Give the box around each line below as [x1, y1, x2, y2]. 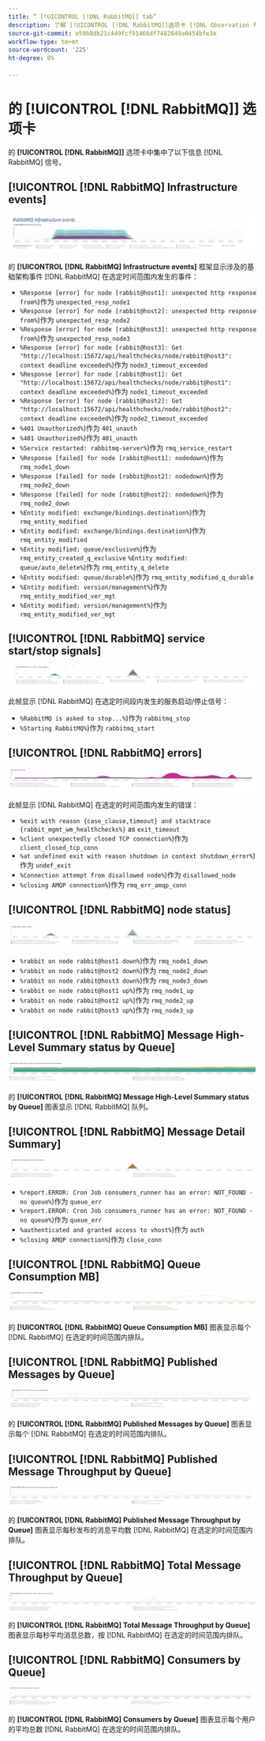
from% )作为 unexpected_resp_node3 [19, 333, 130, 343]
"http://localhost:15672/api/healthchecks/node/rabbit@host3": [19, 352, 233, 360]
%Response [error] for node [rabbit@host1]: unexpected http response [19, 289, 257, 297]
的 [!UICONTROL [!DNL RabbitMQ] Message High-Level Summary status [8, 1091, 250, 1101]
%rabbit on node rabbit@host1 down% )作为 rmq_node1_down [19, 956, 208, 965]
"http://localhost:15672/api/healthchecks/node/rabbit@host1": [19, 379, 233, 387]
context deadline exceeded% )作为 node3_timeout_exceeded [19, 360, 208, 369]
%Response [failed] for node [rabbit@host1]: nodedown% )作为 [19, 452, 224, 462]
